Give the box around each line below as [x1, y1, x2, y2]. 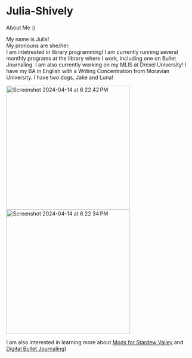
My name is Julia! [6, 35, 49, 43]
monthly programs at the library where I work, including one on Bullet [6, 54, 176, 62]
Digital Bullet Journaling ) [6, 345, 67, 352]
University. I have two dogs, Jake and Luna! [6, 74, 113, 81]
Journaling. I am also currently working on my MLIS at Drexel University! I [6, 61, 187, 68]
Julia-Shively [6, 4, 73, 18]
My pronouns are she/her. [6, 42, 70, 49]
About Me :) [6, 24, 36, 31]
